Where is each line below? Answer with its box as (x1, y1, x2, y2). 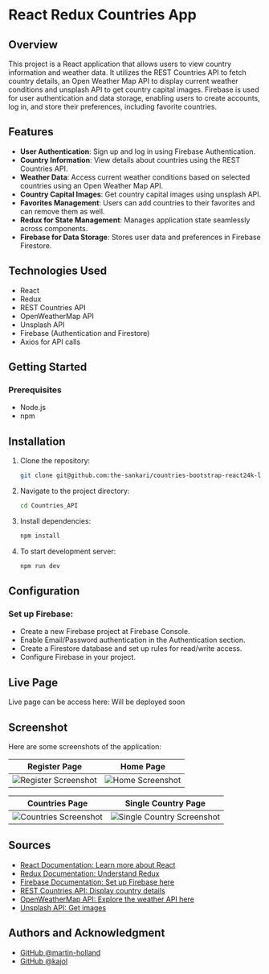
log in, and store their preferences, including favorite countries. (8, 102, 218, 111)
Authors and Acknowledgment (8, 926, 165, 940)
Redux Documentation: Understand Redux (19, 868, 160, 878)
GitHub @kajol (19, 956, 68, 966)
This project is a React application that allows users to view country (8, 59, 231, 68)
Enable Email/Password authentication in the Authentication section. (19, 635, 247, 645)
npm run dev (19, 562, 60, 570)
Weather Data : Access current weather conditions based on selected (19, 172, 251, 182)
